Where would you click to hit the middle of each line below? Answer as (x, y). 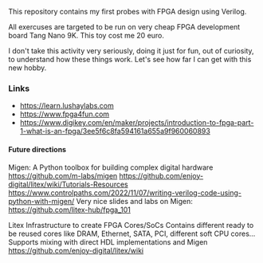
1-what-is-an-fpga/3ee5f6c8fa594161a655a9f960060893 (115, 131)
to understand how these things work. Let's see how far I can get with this (130, 59)
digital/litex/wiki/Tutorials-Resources (69, 184)
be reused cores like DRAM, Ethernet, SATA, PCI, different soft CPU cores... (132, 234)
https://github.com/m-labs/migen (63, 175)
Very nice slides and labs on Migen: (135, 201)
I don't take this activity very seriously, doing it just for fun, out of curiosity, (131, 51)
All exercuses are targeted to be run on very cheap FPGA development (124, 27)
